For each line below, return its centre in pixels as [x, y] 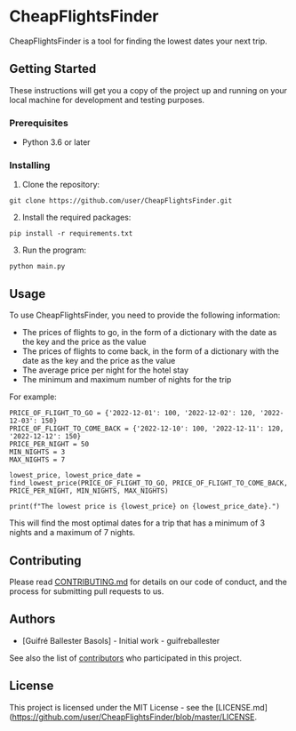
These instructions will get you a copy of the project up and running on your [148, 90]
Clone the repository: [61, 185]
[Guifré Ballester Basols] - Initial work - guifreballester [121, 640]
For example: [33, 397]
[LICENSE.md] [242, 707]
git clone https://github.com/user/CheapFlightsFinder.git [121, 201]
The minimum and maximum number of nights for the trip [127, 380]
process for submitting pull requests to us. [87, 591]
